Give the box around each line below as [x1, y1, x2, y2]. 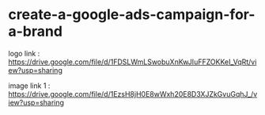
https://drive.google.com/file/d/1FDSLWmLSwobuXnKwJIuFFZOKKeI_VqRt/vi [8, 57, 257, 67]
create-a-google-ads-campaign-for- [8, 6, 256, 24]
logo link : [8, 48, 40, 58]
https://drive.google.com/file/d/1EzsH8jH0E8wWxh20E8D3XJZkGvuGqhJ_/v [8, 89, 258, 98]
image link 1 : [8, 81, 51, 90]
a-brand [8, 22, 63, 40]
